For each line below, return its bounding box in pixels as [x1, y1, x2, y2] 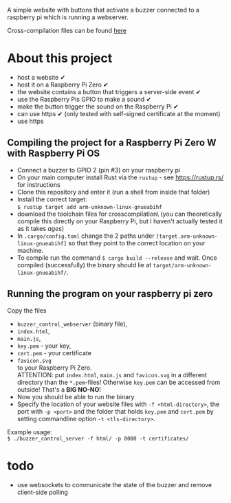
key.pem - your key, [16, 342, 71, 350]
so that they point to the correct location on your [68, 238, 206, 247]
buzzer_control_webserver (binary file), [16, 320, 128, 328]
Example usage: [7, 427, 53, 436]
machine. [16, 246, 44, 254]
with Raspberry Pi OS [7, 148, 100, 159]
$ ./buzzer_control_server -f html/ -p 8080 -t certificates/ [7, 435, 189, 442]
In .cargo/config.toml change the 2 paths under [16, 232, 155, 240]
